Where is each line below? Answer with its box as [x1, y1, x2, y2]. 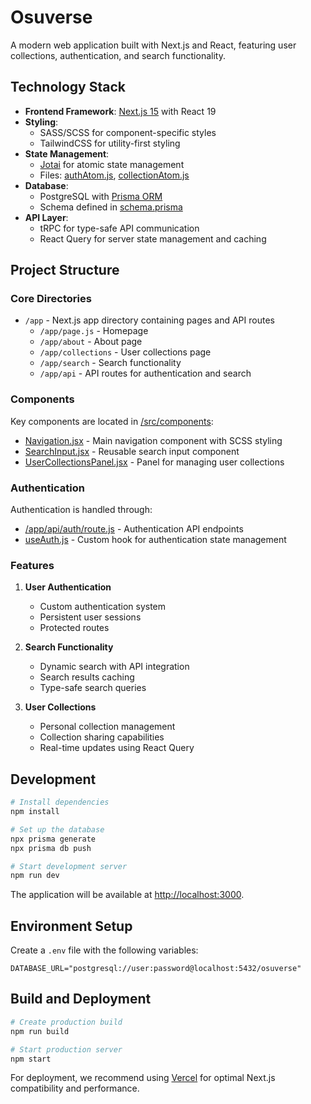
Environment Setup [10, 917, 133, 935]
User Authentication [24, 581, 112, 593]
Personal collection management [39, 721, 176, 733]
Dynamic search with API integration [39, 661, 190, 673]
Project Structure [10, 262, 120, 279]
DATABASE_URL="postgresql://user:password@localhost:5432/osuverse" [10, 964, 302, 974]
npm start [10, 1054, 52, 1064]
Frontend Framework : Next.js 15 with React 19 [24, 105, 217, 117]
